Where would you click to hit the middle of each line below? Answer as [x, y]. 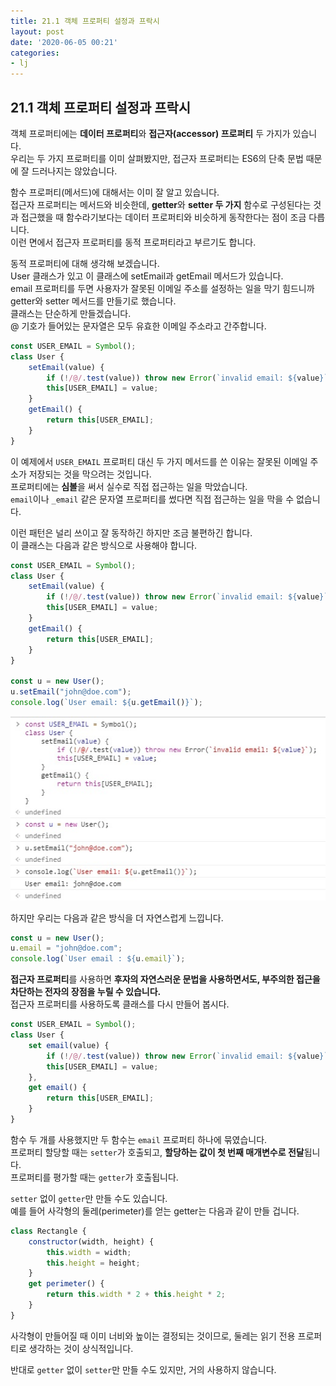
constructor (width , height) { [91, 1241]
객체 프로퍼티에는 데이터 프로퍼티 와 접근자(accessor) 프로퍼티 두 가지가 [150, 133]
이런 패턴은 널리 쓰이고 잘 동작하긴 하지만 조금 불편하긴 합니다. [131, 532]
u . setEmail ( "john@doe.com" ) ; [71, 692]
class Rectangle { [48, 1231]
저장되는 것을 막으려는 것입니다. [90, 474]
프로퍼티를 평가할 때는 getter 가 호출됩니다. [94, 1177]
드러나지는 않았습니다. [74, 171]
